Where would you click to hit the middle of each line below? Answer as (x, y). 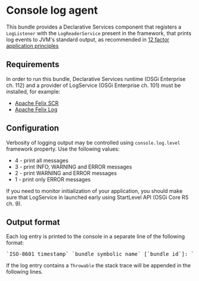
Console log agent (52, 10)
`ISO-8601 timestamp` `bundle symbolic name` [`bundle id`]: (97, 254)
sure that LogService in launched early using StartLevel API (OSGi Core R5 (97, 197)
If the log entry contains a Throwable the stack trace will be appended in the (99, 266)
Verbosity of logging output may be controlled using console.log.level (93, 142)
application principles (32, 46)
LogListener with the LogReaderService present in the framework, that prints (99, 33)
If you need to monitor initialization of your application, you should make (94, 191)
